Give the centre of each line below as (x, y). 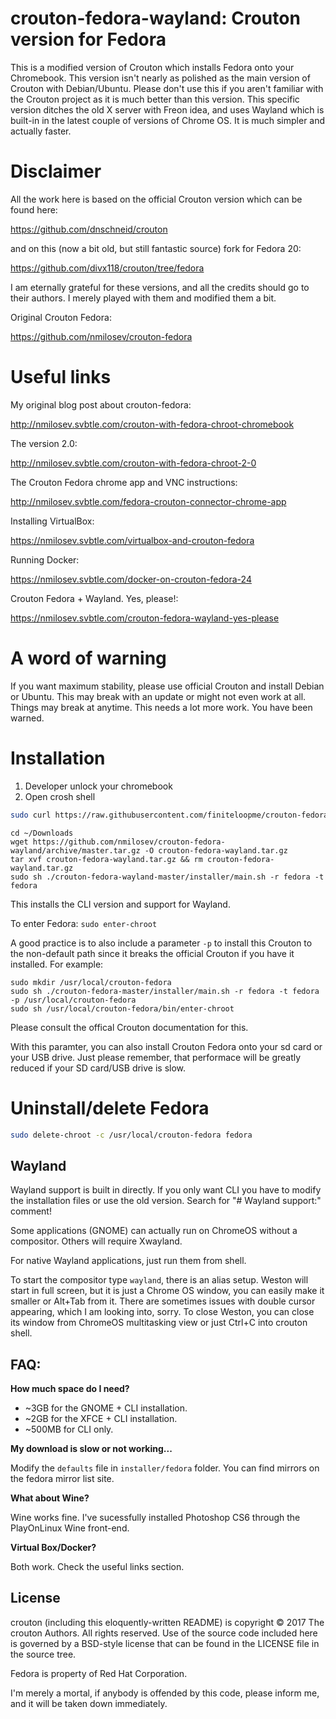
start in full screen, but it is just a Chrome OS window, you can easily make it (167, 1291)
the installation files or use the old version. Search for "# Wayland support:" (166, 1201)
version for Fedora (88, 39)
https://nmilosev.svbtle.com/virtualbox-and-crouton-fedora (132, 540)
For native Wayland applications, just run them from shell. (128, 1261)
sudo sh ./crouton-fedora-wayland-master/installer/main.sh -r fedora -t (167, 877)
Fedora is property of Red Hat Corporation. (99, 1673)
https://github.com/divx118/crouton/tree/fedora (107, 268)
